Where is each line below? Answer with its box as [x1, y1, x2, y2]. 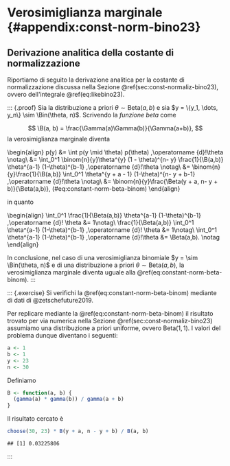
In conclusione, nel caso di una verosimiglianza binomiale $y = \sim [7, 254, 198, 261]
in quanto [7, 198, 34, 206]
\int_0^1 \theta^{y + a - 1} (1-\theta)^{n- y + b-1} [62, 170, 196, 178]
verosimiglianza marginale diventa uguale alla [7, 268, 136, 276]
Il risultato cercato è [7, 415, 64, 423]
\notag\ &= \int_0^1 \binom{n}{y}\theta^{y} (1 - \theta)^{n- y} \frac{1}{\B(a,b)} [7, 156, 224, 163]
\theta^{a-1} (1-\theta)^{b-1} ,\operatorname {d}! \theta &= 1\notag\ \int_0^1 [7, 226, 218, 234]
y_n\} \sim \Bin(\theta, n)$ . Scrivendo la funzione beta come [7, 111, 176, 119]
